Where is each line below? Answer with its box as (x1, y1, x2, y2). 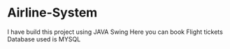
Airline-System (7, 5, 98, 21)
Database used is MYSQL (7, 35, 81, 43)
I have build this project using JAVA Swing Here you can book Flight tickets (7, 28, 224, 36)
